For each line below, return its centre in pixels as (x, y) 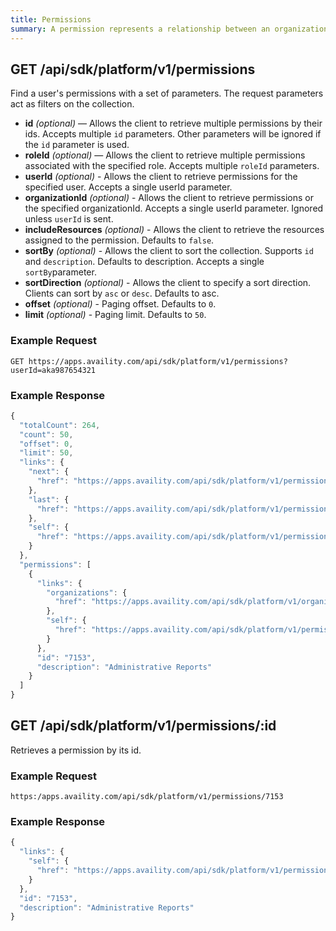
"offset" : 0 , (46, 444)
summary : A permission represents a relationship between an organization (169, 29)
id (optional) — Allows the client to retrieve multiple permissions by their (173, 123)
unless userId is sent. (69, 219)
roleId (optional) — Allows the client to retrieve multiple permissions (165, 155)
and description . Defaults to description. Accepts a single (144, 262)
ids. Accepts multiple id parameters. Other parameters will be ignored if (173, 134)
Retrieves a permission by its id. (76, 750)
